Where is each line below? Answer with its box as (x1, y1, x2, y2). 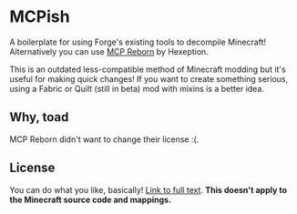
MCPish (9, 6, 70, 27)
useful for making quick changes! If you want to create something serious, (9, 73, 289, 84)
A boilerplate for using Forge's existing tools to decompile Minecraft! (9, 36, 267, 47)
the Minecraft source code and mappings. (9, 194, 171, 205)
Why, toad (9, 109, 69, 125)
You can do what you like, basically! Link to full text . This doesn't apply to (9, 184, 287, 195)
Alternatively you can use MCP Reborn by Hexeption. (9, 46, 210, 56)
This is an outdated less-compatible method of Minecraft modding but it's (9, 64, 286, 75)
